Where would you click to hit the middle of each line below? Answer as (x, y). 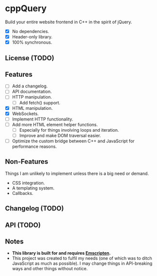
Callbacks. (23, 193)
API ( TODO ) (23, 225)
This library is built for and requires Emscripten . (61, 253)
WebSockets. (25, 113)
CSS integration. (28, 183)
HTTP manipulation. (32, 97)
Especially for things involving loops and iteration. (69, 130)
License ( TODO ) (30, 58)
